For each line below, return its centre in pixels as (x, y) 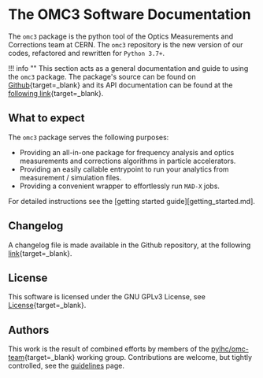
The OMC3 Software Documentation (130, 15)
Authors (29, 330)
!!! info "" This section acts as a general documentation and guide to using (128, 68)
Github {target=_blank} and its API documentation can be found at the (120, 85)
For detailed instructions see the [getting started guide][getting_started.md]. (132, 201)
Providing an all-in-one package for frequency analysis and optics (127, 152)
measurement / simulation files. (70, 177)
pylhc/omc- (230, 349)
